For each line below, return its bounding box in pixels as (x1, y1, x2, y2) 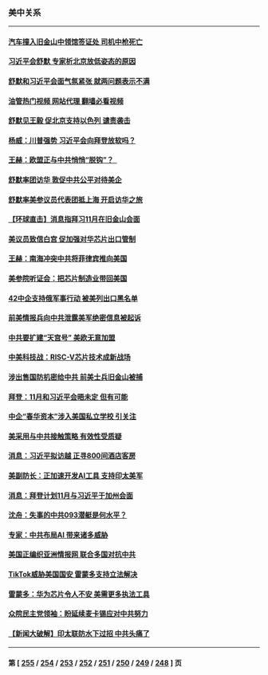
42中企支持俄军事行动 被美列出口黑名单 (8, 293, 138, 303)
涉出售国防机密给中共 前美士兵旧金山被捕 (8, 372, 144, 382)
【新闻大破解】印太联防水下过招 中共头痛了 (8, 628, 150, 638)
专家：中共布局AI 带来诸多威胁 (8, 530, 108, 540)
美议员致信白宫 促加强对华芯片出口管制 (8, 234, 136, 244)
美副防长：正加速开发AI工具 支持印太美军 (8, 470, 144, 480)
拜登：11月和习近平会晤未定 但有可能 (8, 392, 128, 402)
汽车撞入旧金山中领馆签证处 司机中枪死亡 (8, 37, 144, 46)
